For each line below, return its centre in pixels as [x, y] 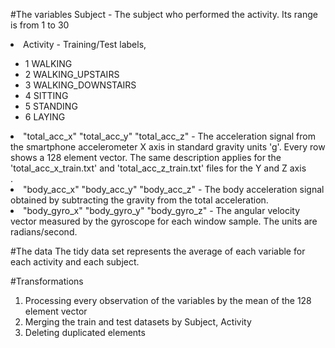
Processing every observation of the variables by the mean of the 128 [168, 300]
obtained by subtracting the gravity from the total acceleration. [139, 200]
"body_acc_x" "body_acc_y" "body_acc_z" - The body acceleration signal [174, 189]
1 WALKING [48, 63]
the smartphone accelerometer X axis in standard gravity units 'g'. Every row [168, 147]
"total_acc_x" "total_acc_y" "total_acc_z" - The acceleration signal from [169, 136]
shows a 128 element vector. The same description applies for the [146, 157]
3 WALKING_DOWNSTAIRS [80, 85]
